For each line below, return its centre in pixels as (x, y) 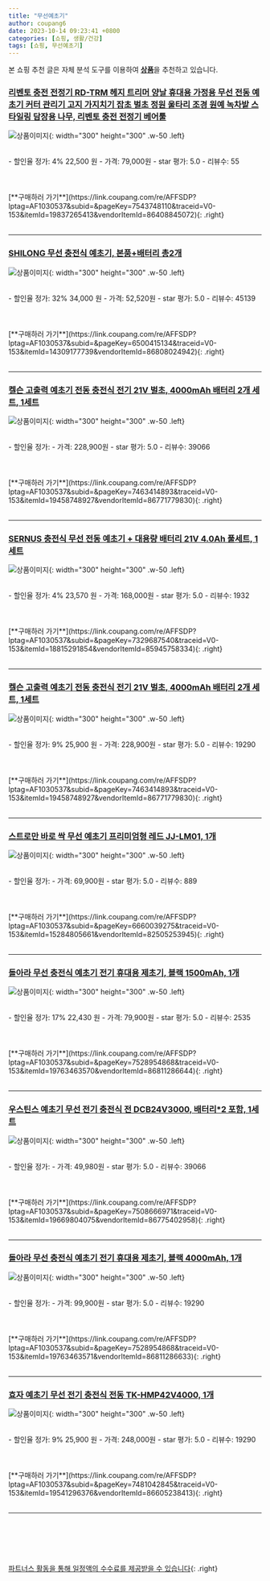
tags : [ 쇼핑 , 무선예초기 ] (46, 46)
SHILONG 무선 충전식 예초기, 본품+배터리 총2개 (95, 253)
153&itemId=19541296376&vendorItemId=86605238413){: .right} (116, 1493)
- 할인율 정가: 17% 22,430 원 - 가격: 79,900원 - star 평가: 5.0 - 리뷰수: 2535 (130, 1018)
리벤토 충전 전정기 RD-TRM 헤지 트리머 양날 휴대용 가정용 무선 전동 (129, 93)
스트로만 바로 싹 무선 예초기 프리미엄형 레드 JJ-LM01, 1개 (112, 836)
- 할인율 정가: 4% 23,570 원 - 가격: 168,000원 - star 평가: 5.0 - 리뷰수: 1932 (129, 595)
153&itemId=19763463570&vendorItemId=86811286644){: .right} (116, 1071)
